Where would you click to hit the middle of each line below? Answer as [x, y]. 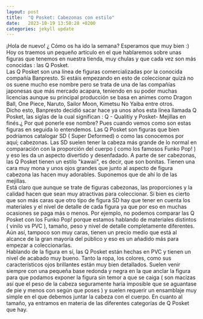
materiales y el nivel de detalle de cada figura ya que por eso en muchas [97, 207]
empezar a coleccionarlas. [39, 245]
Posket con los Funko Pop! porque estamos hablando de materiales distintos [101, 220]
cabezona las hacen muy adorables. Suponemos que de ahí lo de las [92, 175]
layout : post [23, 12]
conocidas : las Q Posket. [38, 65]
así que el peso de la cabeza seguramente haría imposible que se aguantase [101, 284]
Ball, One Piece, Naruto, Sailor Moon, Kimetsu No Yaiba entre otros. [90, 104]
